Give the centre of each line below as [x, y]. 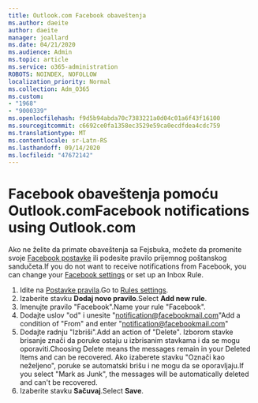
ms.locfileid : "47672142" [50, 155]
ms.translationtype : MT [47, 133]
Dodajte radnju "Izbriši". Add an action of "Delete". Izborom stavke [126, 332]
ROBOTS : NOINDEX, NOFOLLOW [52, 74]
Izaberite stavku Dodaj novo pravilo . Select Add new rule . [113, 299]
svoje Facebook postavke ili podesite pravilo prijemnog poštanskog [118, 258]
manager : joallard [38, 38]
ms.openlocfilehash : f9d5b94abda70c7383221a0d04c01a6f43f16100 [114, 119]
